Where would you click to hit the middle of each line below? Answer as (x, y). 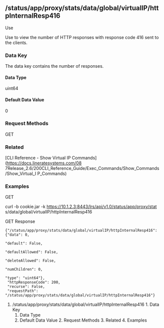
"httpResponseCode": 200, (34, 283)
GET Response (20, 221)
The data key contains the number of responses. (54, 66)
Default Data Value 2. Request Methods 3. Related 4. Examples (83, 320)
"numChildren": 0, (24, 269)
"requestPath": (23, 291)
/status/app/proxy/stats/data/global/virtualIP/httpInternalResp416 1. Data (86, 305)
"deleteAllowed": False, (31, 261)
